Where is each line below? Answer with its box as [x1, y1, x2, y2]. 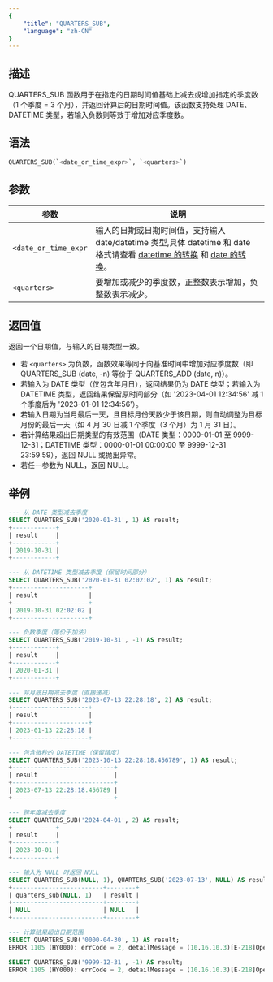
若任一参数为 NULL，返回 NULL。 [19, 461, 134, 470]
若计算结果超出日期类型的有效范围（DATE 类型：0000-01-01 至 [19, 430, 232, 439]
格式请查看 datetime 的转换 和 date [95, 249, 228, 260]
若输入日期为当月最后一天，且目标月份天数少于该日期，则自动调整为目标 [19, 409, 262, 419]
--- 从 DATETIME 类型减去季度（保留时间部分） [8, 569, 150, 577]
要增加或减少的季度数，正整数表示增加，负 [95, 276, 258, 288]
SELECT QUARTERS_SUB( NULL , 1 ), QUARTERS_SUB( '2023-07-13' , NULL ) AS [8, 876, 245, 884]
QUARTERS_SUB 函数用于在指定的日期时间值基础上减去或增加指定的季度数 [8, 90, 258, 100]
